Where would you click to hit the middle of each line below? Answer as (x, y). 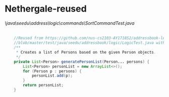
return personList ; (43, 85)
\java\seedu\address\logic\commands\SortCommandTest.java (70, 23)
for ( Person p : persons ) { (52, 71)
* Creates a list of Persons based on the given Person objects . (86, 53)
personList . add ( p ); (52, 76)
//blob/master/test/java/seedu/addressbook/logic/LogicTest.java (84, 43)
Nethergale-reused (46, 9)
